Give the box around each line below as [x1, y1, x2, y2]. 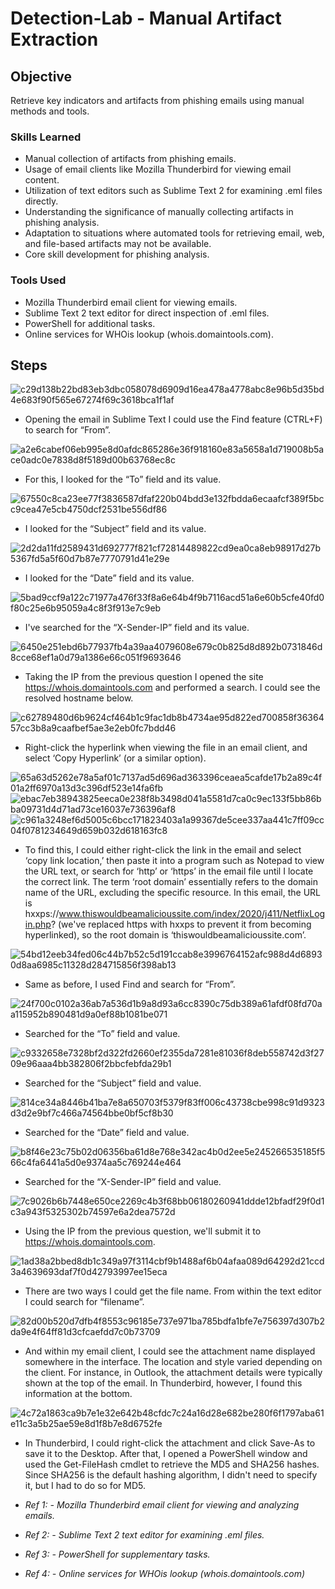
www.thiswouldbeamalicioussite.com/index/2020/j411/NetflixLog [58, 908, 326, 920]
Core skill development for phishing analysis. [24, 248, 210, 261]
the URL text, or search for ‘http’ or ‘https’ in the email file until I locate [24, 865, 314, 877]
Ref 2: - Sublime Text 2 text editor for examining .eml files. [24, 1529, 265, 1541]
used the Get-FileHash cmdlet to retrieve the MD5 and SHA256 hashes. [24, 1458, 320, 1471]
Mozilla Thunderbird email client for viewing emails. [24, 296, 238, 308]
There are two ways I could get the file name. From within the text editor [24, 1285, 322, 1297]
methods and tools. [10, 105, 90, 117]
